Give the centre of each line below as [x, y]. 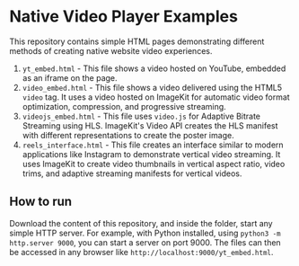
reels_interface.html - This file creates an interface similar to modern [153, 145]
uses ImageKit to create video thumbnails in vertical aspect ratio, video [154, 164]
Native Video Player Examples [123, 17]
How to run [41, 202]
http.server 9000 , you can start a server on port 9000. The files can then [145, 242]
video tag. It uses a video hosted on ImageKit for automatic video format [156, 97]
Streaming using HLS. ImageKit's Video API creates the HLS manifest [150, 125]
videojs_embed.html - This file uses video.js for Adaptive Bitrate [141, 116]
